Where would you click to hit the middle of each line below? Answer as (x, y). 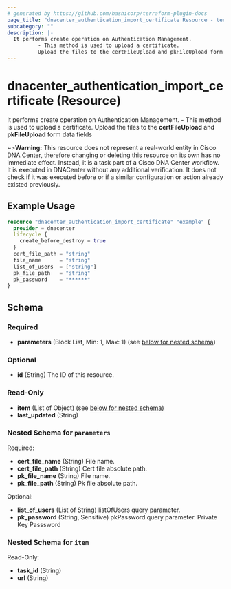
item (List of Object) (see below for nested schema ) (90, 408)
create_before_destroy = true (63, 241)
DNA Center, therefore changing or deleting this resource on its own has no (114, 155)
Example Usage (41, 206)
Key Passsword (39, 524)
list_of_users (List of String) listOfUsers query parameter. (99, 510)
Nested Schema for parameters (59, 433)
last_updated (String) (48, 415)
